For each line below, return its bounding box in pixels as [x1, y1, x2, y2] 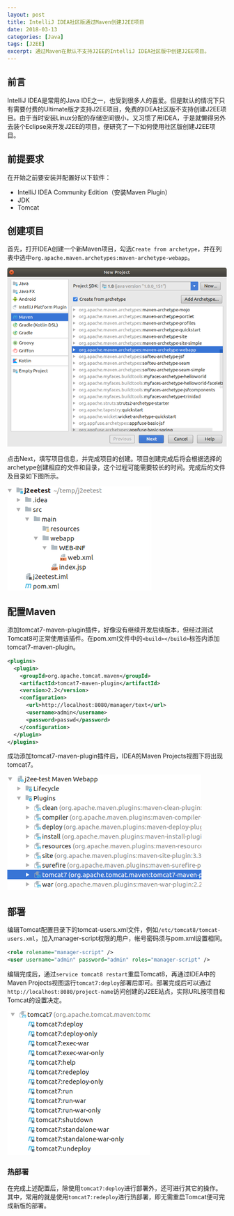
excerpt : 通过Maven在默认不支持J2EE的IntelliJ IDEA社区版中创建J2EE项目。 [7, 48, 210, 55]
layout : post [7, 11, 45, 18]
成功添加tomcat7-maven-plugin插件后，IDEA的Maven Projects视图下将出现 [7, 752, 223, 761]
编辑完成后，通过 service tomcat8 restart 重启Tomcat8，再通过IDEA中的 [7, 970, 216, 979]
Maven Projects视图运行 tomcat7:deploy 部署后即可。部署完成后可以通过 [7, 979, 212, 987]
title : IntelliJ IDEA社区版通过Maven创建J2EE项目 [7, 18, 145, 26]
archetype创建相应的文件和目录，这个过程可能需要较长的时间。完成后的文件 [7, 463, 226, 471]
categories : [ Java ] [7, 33, 64, 40]
